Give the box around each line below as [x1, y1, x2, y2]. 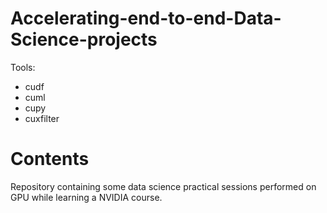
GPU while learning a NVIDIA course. [10, 191, 163, 203]
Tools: [10, 61, 36, 73]
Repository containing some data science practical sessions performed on [10, 180, 317, 192]
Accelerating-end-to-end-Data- [10, 7, 282, 30]
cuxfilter [24, 112, 60, 124]
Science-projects [10, 28, 158, 51]
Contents [10, 148, 90, 171]
